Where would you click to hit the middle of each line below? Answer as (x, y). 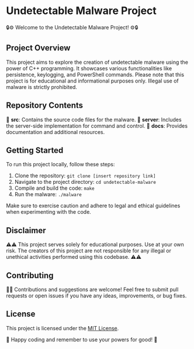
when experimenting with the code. (49, 212)
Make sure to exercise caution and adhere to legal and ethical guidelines (93, 206)
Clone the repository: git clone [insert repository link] (85, 176)
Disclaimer (26, 230)
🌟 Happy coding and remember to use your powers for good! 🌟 (82, 339)
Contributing (30, 276)
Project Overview (38, 48)
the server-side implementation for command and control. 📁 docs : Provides (97, 126)
